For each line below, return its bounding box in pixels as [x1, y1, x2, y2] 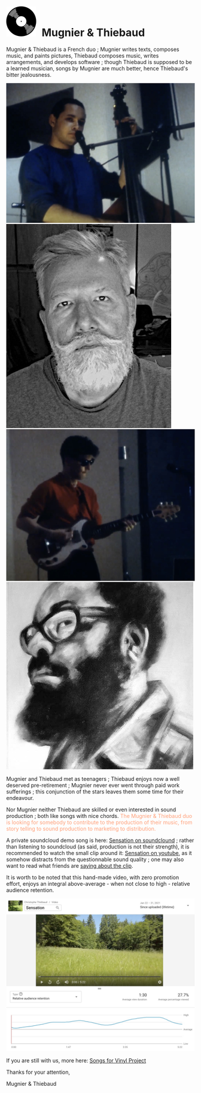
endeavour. [6, 795, 34, 802]
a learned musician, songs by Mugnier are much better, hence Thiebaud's [6, 65, 188, 72]
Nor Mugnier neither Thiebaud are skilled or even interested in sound [6, 806, 176, 813]
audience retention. [6, 887, 54, 894]
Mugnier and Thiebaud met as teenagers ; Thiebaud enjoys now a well [6, 775, 180, 783]
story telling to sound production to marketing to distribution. [6, 825, 156, 832]
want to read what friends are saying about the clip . [6, 862, 133, 869]
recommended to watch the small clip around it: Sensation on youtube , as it [6, 850, 193, 857]
